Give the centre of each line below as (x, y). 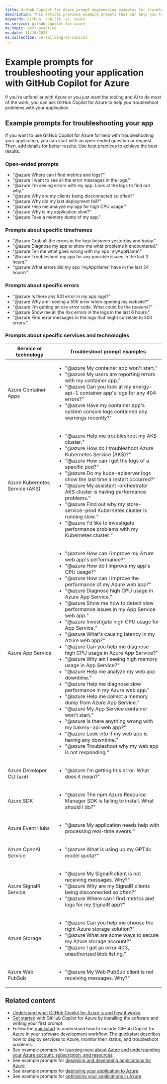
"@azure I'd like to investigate (100, 523)
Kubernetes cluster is (123, 510)
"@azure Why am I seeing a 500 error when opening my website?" (81, 301)
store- (134, 504)
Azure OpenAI (24, 849)
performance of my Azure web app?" (108, 584)
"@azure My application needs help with (112, 825)
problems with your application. (38, 107)
